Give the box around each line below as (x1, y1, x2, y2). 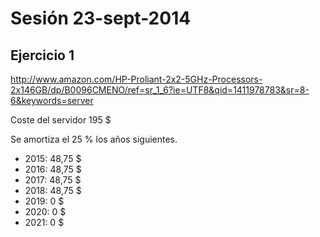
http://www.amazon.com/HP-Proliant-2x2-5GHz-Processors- (10, 73, 263, 85)
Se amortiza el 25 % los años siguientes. (10, 133, 178, 145)
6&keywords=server (10, 95, 94, 106)
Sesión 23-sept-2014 (10, 7, 192, 30)
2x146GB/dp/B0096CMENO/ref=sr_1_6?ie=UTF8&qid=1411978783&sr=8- (10, 84, 310, 96)
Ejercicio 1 (10, 47, 75, 64)
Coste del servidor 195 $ (10, 114, 112, 126)
